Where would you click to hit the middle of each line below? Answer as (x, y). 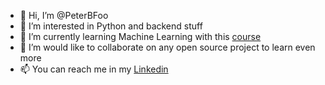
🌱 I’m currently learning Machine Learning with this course (140, 36)
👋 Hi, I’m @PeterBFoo (64, 15)
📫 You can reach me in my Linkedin (94, 69)
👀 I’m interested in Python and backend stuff (111, 26)
